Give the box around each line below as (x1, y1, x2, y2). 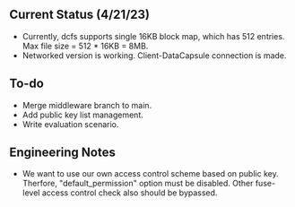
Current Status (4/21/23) (9, 7, 151, 22)
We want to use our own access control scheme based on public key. (22, 168, 280, 179)
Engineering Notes (9, 145, 117, 160)
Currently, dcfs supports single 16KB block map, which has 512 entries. (22, 30, 285, 41)
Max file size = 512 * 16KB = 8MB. (22, 40, 149, 51)
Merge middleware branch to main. (22, 99, 152, 110)
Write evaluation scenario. (22, 118, 119, 129)
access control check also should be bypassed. (41, 187, 218, 198)
